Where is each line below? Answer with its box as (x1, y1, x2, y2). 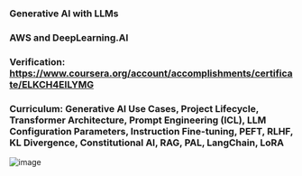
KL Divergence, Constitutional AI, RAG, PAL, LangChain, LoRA (9, 136, 284, 149)
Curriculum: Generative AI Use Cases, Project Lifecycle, (9, 102, 260, 115)
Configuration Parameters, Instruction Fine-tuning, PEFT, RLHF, (9, 125, 294, 137)
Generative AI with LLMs (9, 7, 119, 20)
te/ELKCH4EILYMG (9, 78, 95, 90)
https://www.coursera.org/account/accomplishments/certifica (9, 67, 293, 79)
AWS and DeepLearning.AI (9, 31, 129, 43)
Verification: (9, 55, 66, 68)
